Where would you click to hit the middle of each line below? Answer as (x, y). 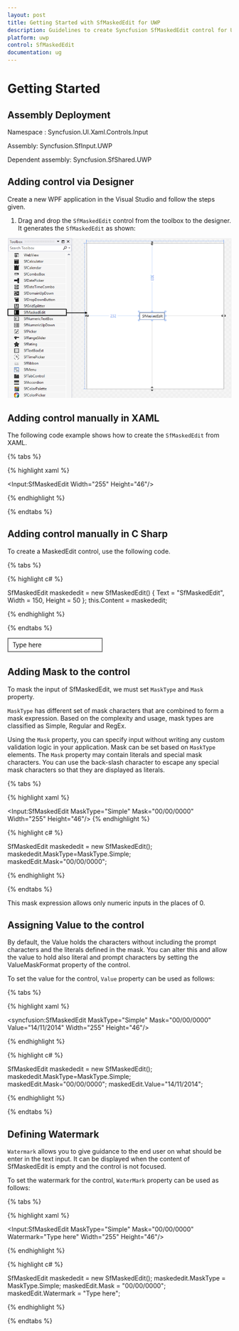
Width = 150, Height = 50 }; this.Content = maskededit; (87, 600)
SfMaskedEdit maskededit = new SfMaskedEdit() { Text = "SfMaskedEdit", (116, 593)
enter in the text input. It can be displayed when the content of (99, 1159)
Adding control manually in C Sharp (88, 534)
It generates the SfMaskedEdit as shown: (77, 228)
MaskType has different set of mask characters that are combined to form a (116, 710)
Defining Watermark (53, 1134)
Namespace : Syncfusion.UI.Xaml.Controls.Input (78, 132)
